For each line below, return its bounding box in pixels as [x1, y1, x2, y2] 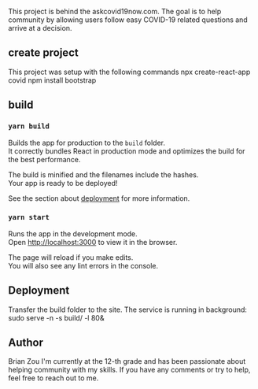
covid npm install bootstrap [8, 75, 97, 85]
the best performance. [8, 154, 81, 164]
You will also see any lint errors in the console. [8, 261, 159, 270]
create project [8, 46, 79, 60]
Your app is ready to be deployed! [8, 178, 118, 187]
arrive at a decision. [8, 24, 72, 32]
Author [8, 336, 43, 349]
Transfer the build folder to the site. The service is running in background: [8, 305, 248, 314]
